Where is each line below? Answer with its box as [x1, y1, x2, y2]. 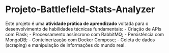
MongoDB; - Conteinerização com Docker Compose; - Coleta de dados [5, 37, 155, 43]
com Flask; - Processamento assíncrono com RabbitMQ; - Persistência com [5, 31, 164, 37]
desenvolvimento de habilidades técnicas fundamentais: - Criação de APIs [5, 25, 162, 32]
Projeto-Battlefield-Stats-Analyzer [5, 4, 155, 15]
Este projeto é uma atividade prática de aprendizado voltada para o [5, 20, 149, 26]
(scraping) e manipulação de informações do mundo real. [5, 42, 126, 48]
